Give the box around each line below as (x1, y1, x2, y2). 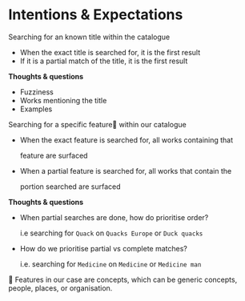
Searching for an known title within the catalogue (8, 32, 171, 42)
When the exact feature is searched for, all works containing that (19, 134, 234, 145)
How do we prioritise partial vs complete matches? (19, 243, 188, 253)
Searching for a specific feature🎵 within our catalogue (8, 119, 187, 129)
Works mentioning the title (19, 95, 107, 105)
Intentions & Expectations (8, 6, 183, 24)
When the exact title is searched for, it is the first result (19, 47, 201, 57)
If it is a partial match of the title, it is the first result (19, 56, 188, 66)
